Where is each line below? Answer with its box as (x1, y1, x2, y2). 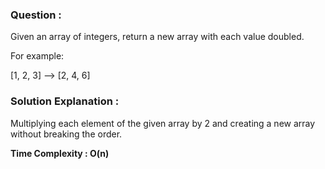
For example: (10, 50, 65, 62)
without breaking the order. (10, 128, 123, 140)
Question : (10, 8, 62, 22)
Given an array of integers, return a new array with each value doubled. (10, 31, 305, 43)
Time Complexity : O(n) (10, 147, 110, 159)
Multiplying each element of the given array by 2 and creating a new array (10, 117, 316, 129)
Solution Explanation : (10, 94, 120, 108)
